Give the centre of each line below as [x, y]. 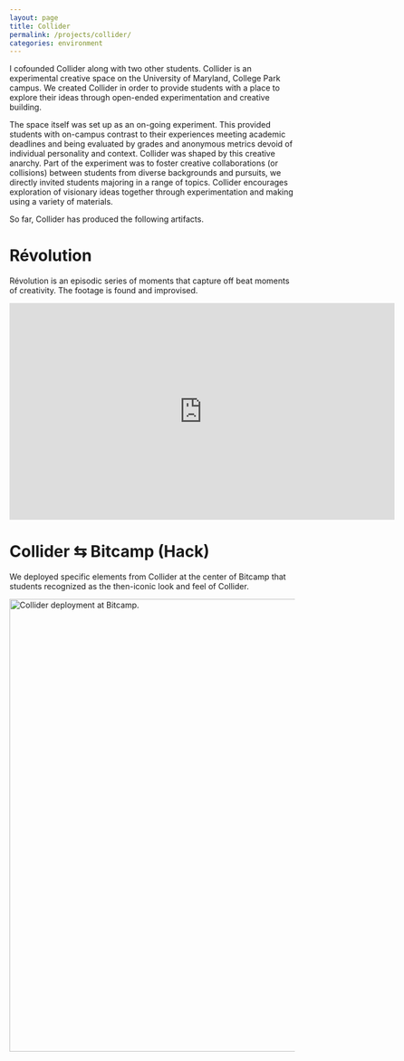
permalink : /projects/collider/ [70, 34]
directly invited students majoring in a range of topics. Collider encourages [149, 183]
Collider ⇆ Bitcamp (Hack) [110, 552]
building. [26, 107]
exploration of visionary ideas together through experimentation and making [152, 192]
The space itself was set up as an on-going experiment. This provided [140, 125]
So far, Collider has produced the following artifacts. [106, 219]
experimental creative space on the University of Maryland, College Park [145, 79]
